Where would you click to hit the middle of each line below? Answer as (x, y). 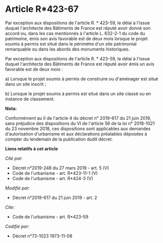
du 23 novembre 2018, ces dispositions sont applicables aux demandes (78, 128)
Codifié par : (17, 226)
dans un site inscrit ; (26, 84)
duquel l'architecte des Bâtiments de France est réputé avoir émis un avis (80, 64)
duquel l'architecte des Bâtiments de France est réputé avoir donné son (78, 28)
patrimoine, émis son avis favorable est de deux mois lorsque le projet (77, 39)
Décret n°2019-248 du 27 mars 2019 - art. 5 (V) (61, 168)
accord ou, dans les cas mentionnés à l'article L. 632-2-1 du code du (75, 33)
